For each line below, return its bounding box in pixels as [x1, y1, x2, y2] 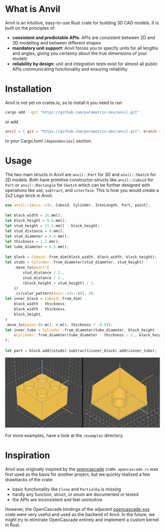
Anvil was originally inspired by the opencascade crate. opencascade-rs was [5, 466, 159, 472]
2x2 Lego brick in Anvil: [5, 192, 53, 198]
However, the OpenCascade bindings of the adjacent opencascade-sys [5, 506, 150, 512]
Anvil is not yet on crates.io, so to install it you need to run [5, 100, 122, 106]
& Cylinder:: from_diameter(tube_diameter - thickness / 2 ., [14, 333, 137, 338]
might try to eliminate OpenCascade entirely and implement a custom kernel [5, 517, 159, 523]
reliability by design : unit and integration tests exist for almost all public [12, 61, 158, 67]
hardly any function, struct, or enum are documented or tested [12, 491, 139, 497]
